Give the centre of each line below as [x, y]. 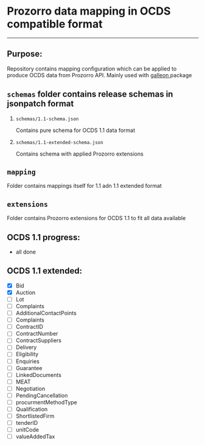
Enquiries [28, 361]
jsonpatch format [40, 104]
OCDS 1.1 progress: [44, 237]
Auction [26, 292]
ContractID [29, 327]
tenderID [27, 423]
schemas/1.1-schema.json [47, 119]
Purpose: [25, 54]
